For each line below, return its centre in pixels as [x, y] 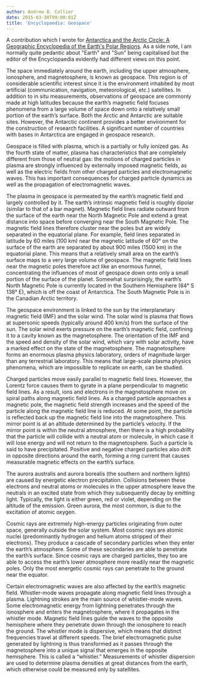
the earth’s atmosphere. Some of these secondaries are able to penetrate [97, 549]
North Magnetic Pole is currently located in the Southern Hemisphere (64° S [100, 285]
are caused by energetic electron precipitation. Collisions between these [96, 480]
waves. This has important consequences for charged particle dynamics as [99, 178]
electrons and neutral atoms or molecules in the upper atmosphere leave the [101, 487]
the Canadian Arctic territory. [42, 299]
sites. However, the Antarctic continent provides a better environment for [96, 122]
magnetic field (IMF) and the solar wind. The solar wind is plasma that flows [100, 317]
